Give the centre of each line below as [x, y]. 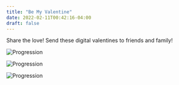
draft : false [23, 23]
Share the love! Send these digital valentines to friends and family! [89, 41]
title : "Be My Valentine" [39, 12]
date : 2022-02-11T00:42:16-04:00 [49, 18]
